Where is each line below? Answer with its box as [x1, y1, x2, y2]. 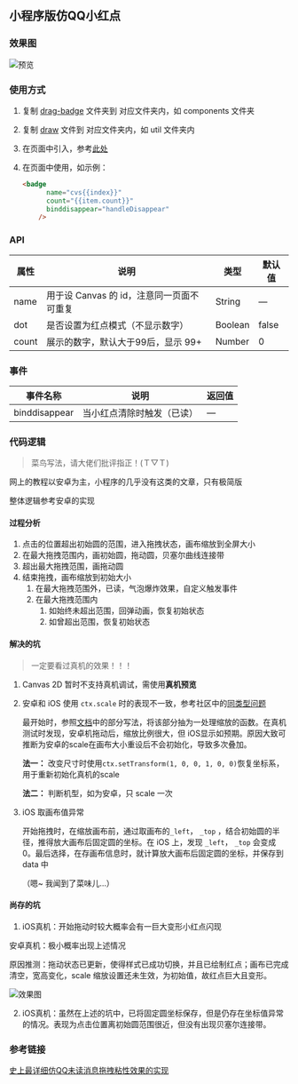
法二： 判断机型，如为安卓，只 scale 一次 [21, 787, 173, 798]
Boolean [216, 318, 250, 331]
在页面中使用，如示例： [21, 162, 108, 172]
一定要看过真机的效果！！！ [30, 660, 133, 671]
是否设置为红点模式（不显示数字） [45, 319, 189, 331]
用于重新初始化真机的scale [21, 769, 120, 779]
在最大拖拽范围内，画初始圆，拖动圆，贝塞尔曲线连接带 [21, 550, 224, 561]
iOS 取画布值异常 [21, 807, 84, 817]
